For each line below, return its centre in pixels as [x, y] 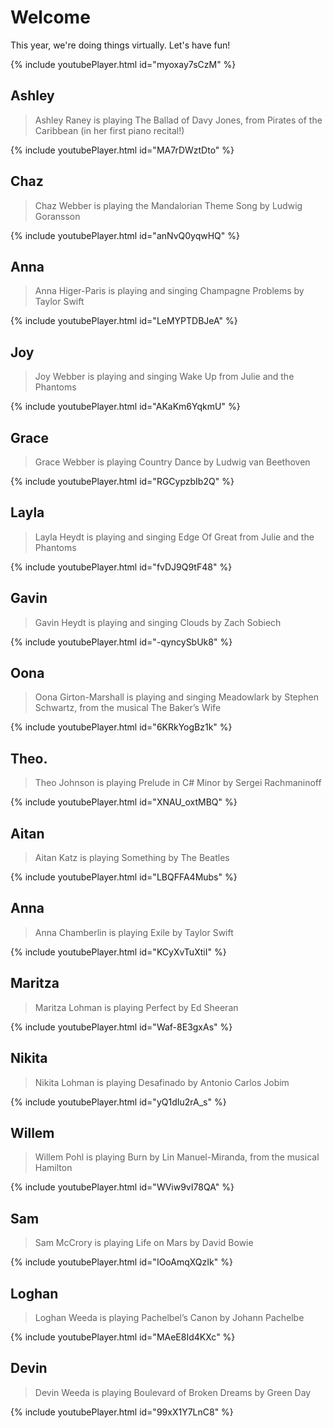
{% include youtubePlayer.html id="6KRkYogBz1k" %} [121, 727]
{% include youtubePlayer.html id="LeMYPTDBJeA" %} [124, 321]
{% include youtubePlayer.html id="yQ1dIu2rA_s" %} [118, 1102]
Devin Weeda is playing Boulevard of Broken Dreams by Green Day [173, 1392]
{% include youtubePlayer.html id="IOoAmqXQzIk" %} [121, 1262]
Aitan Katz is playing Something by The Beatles [132, 858]
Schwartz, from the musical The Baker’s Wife [128, 708]
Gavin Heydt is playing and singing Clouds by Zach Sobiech [158, 622]
